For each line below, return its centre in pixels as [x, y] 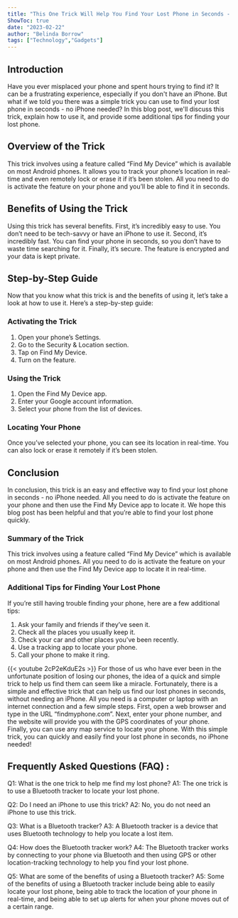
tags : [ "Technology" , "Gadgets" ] [55, 41]
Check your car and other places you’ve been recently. [98, 639]
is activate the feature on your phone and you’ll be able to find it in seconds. [119, 186]
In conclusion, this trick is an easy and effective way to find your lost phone [118, 490]
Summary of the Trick [45, 538]
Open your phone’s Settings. [59, 337]
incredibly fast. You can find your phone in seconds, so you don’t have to [114, 241]
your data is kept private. [44, 256]
